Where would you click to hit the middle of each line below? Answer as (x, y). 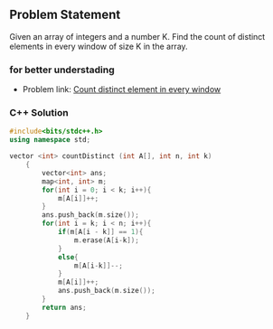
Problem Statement (65, 15)
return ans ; (65, 307)
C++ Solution (39, 113)
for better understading (62, 70)
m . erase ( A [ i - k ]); (107, 240)
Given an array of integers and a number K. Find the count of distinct (137, 36)
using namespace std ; (50, 140)
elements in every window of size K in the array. (99, 46)
